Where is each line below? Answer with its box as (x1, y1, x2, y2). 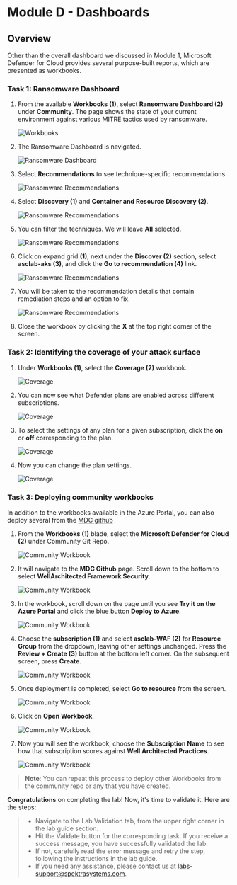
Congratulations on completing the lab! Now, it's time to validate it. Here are (7, 795, 230, 804)
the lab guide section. (35, 824, 99, 833)
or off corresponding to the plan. (17, 433, 113, 442)
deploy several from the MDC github (7, 515, 113, 524)
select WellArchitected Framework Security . (17, 571, 151, 581)
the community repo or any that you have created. (24, 782, 171, 790)
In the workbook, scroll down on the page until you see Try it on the (17, 599, 216, 607)
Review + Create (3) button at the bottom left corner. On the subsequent (17, 649, 230, 658)
